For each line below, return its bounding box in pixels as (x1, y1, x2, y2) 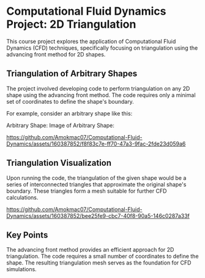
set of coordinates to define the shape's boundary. (6, 98, 135, 105)
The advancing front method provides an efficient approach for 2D (6, 246, 174, 253)
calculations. (6, 193, 39, 201)
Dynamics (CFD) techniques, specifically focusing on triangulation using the (6, 44, 198, 52)
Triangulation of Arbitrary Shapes (6, 69, 138, 79)
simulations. (6, 266, 37, 273)
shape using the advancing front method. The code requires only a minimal (6, 91, 196, 99)
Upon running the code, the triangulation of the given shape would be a (6, 174, 187, 182)
